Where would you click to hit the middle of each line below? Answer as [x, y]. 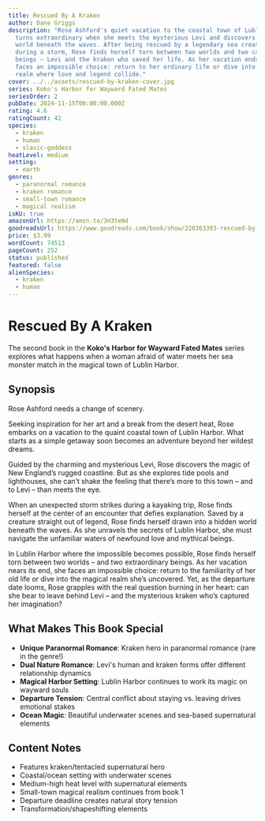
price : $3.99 [30, 236]
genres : [21, 177]
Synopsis [32, 390]
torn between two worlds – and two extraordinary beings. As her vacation [127, 562]
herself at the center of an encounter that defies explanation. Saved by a [126, 513]
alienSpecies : [32, 272]
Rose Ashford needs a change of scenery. [77, 408]
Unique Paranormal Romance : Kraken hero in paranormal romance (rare [138, 647]
